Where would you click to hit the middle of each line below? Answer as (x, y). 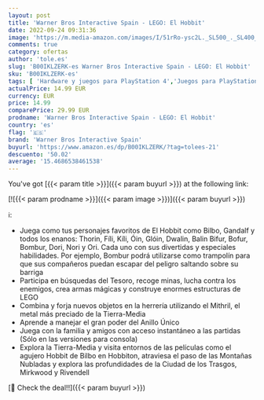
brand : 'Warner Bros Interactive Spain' (75, 139)
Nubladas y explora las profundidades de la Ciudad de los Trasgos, (128, 364)
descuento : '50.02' (40, 154)
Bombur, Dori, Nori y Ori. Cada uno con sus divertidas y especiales (128, 248)
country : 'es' (31, 125)
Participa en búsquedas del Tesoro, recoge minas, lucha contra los (128, 281)
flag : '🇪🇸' (27, 132)
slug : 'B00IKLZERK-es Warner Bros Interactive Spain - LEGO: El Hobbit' (130, 67)
